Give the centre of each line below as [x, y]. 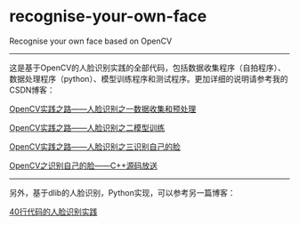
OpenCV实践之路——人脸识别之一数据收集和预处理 [103, 108]
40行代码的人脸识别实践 [53, 212]
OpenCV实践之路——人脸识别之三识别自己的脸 [95, 146]
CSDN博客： [32, 90]
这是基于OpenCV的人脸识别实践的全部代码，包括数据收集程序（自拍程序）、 [148, 68]
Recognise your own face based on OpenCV [91, 41]
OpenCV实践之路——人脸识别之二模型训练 [87, 127]
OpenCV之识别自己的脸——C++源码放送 [84, 165]
